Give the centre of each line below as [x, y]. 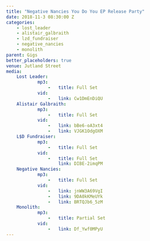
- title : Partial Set [77, 218]
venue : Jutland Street [34, 66]
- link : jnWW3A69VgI [75, 191]
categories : [20, 22]
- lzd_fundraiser [38, 39]
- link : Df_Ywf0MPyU [75, 229]
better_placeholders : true [39, 60]
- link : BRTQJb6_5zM [75, 202]
